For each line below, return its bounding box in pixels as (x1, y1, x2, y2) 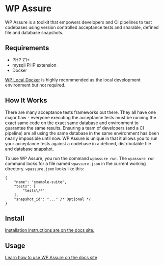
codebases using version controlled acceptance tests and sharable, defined (5, 24, 159, 30)
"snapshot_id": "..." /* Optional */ (14, 197, 91, 202)
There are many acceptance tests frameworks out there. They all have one (5, 109, 156, 115)
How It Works (5, 96, 48, 105)
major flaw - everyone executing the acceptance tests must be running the (5, 114, 156, 120)
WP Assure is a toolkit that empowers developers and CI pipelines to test (5, 19, 152, 25)
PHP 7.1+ (12, 57, 30, 63)
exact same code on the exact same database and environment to (5, 120, 139, 126)
